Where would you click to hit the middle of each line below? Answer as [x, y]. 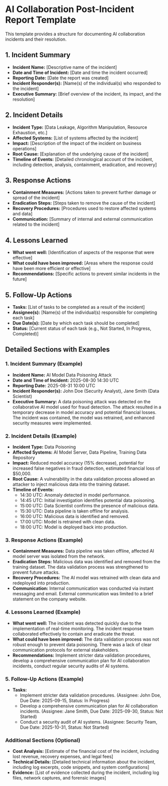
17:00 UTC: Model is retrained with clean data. [68, 521]
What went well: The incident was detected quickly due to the [77, 623]
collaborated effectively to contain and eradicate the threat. [74, 634]
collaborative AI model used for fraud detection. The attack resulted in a [87, 407]
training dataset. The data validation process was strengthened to [80, 567]
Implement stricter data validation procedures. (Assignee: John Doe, [91, 695]
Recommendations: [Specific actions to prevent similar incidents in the [86, 274]
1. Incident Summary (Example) [44, 364]
